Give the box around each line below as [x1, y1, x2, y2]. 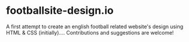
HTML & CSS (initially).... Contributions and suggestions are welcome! [6, 29, 174, 36]
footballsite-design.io [6, 4, 114, 17]
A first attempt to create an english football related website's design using [6, 23, 184, 30]
